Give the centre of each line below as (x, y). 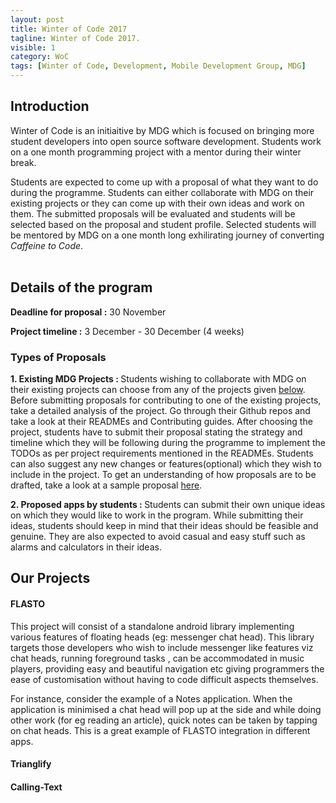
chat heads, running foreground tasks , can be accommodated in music (157, 658)
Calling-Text (36, 787)
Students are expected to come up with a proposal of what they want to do (164, 182)
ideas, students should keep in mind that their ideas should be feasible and (164, 525)
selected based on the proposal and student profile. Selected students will (163, 224)
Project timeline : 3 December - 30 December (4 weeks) (127, 331)
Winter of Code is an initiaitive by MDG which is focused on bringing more (162, 130)
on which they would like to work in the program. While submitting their (157, 515)
